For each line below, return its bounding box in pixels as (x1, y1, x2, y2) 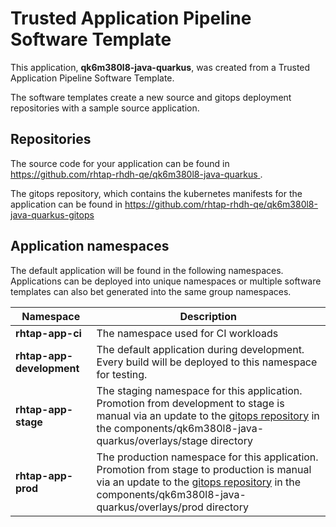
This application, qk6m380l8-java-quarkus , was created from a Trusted (10, 61, 311, 73)
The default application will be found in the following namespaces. (10, 264, 284, 276)
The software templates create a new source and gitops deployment (10, 91, 292, 103)
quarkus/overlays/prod (96, 500, 204, 514)
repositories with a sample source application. (10, 102, 200, 114)
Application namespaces (10, 238, 170, 255)
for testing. (96, 367, 148, 381)
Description (179, 309, 237, 323)
